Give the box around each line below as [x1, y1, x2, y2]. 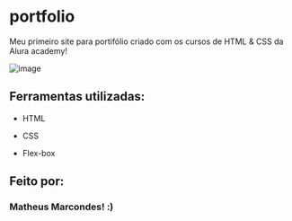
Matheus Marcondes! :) [9, 200, 114, 213]
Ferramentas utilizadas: [9, 89, 146, 104]
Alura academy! [9, 45, 67, 56]
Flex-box [22, 147, 56, 158]
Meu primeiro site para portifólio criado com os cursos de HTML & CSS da [9, 36, 284, 47]
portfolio [9, 6, 75, 27]
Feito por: [9, 173, 65, 190]
